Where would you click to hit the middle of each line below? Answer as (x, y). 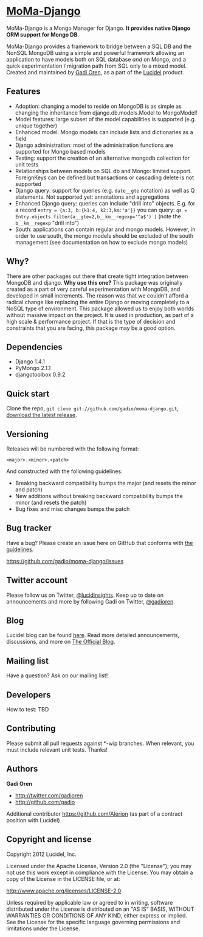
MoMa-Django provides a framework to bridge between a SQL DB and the (99, 46)
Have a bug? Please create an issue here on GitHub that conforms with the (100, 543)
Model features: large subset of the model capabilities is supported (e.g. (105, 119)
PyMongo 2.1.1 (33, 368)
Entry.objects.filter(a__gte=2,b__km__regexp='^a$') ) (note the (98, 216)
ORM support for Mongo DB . (43, 34)
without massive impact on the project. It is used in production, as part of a (100, 315)
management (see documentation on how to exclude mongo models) (101, 242)
